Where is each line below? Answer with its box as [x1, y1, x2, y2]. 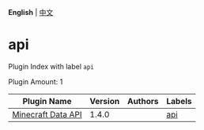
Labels [166, 95, 192, 106]
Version [89, 95, 120, 106]
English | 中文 [8, 8, 54, 17]
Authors [127, 95, 159, 106]
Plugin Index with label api [8, 61, 95, 71]
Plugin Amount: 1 [8, 76, 63, 86]
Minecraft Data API [12, 109, 82, 120]
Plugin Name [22, 95, 72, 106]
